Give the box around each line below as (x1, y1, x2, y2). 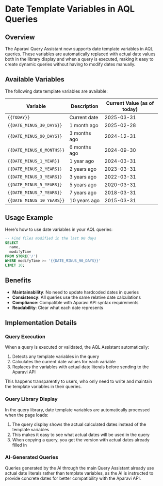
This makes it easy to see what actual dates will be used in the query (12, 432, 150, 437)
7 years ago (69, 189, 97, 196)
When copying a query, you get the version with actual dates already (12, 437, 150, 442)
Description (70, 103, 98, 110)
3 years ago (69, 173, 97, 180)
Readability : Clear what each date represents (12, 305, 103, 310)
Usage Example (5, 213, 53, 222)
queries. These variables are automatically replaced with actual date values (5, 51, 156, 57)
